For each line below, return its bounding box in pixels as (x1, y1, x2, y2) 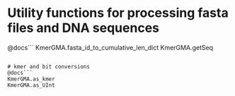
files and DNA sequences (7, 20, 159, 36)
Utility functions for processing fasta (7, 5, 229, 21)
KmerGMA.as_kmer (7, 76, 55, 83)
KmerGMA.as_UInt (7, 81, 55, 89)
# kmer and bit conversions (7, 63, 91, 70)
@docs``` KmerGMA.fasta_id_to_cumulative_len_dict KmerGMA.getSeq (7, 43, 214, 52)
